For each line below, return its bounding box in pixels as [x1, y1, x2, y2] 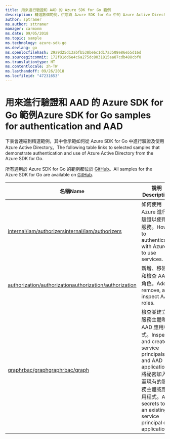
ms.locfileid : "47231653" [5, 74, 60, 79]
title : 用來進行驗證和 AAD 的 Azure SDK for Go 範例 [5, 7, 111, 13]
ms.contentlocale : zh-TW [5, 64, 58, 69]
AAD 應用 [141, 323, 164, 331]
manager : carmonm [5, 26, 42, 31]
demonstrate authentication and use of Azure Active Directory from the [5, 150, 153, 156]
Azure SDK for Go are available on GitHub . [5, 171, 94, 177]
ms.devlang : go [5, 45, 37, 50]
